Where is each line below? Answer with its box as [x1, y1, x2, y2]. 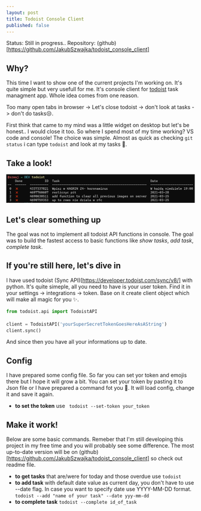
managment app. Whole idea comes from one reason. [6, 92, 139, 99]
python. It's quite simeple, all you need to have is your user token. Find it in [6, 282, 191, 290]
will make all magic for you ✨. [6, 296, 79, 303]
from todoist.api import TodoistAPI [6, 308, 98, 314]
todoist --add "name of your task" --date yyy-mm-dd [14, 493, 150, 499]
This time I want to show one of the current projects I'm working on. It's [6, 79, 182, 86]
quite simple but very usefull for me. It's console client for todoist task [6, 86, 178, 93]
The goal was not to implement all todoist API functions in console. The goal [6, 231, 194, 238]
